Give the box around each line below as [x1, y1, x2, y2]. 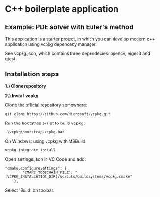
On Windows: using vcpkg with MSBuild [5, 138, 86, 144]
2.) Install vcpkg [5, 92, 39, 98]
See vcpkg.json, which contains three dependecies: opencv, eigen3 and [5, 50, 151, 56]
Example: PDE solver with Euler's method [5, 23, 134, 31]
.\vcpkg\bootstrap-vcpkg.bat [5, 129, 65, 134]
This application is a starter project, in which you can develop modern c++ [5, 36, 155, 42]
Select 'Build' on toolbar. [5, 187, 55, 193]
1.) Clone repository [5, 83, 46, 89]
